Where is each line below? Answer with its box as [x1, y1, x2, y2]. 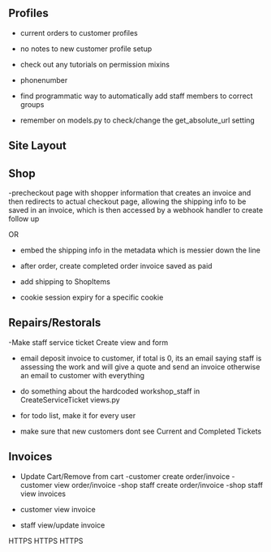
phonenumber [19, 75, 68, 84]
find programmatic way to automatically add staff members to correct [19, 91, 253, 101]
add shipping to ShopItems [19, 277, 111, 287]
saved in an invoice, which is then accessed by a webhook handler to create [8, 205, 264, 215]
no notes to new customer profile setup [19, 44, 153, 54]
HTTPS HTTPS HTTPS [8, 536, 84, 546]
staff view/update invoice [19, 520, 105, 530]
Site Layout [8, 139, 67, 153]
